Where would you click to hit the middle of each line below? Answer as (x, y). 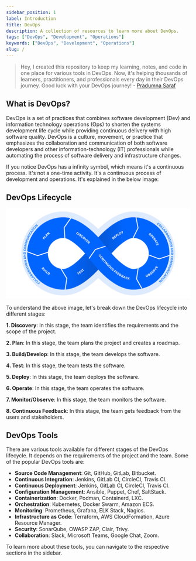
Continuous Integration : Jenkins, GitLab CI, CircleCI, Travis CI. (90, 480)
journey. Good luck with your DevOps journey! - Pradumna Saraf (98, 85)
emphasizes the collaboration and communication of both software (87, 143)
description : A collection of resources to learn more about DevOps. (93, 31)
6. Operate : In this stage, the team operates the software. (75, 388)
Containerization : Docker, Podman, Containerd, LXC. (79, 498)
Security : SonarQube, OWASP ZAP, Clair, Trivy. (72, 529)
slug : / (16, 50)
